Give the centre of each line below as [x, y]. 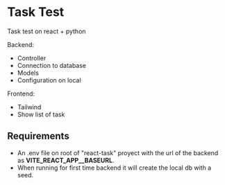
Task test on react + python [47, 31]
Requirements [38, 136]
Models [28, 73]
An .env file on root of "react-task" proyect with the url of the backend [118, 152]
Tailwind [29, 107]
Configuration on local [49, 80]
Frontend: [21, 94]
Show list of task [41, 114]
